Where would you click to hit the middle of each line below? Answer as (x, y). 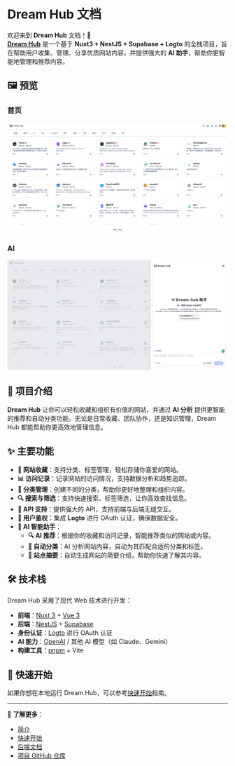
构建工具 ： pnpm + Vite (50, 650)
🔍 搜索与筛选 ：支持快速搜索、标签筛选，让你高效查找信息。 (104, 498)
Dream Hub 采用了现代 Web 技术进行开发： (70, 600)
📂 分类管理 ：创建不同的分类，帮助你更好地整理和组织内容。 (103, 489)
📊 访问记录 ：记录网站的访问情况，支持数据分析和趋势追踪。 (104, 478)
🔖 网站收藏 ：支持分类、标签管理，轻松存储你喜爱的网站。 (100, 469)
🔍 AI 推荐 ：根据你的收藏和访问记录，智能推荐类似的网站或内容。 (121, 535)
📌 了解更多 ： (26, 714)
